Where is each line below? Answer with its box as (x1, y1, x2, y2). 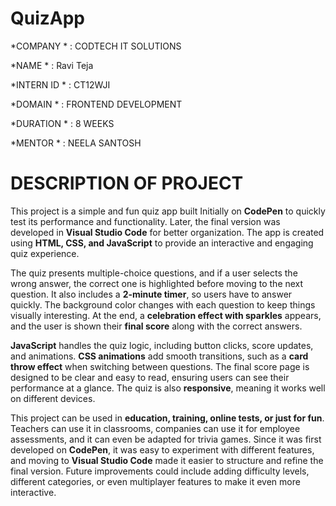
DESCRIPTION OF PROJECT (10, 172, 244, 195)
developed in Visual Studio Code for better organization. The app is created (10, 226, 325, 238)
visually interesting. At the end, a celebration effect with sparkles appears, (10, 309, 322, 321)
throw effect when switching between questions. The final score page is (10, 360, 310, 372)
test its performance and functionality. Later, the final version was (10, 215, 281, 227)
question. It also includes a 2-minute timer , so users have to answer (10, 288, 293, 300)
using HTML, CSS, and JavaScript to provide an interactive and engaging (10, 237, 314, 249)
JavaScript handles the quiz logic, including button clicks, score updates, (10, 339, 314, 351)
